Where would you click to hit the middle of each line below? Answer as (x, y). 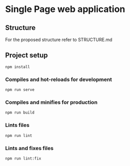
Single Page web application (65, 9)
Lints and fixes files (29, 148)
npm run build (20, 113)
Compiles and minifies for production (51, 102)
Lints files (17, 125)
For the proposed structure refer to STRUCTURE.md (59, 39)
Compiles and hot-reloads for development (59, 79)
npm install (17, 67)
